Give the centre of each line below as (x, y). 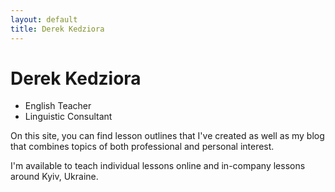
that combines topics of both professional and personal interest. (142, 147)
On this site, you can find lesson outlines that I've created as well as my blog (167, 136)
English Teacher (58, 106)
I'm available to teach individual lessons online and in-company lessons (158, 166)
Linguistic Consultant (68, 117)
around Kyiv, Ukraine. (54, 177)
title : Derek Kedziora (57, 29)
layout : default (44, 19)
